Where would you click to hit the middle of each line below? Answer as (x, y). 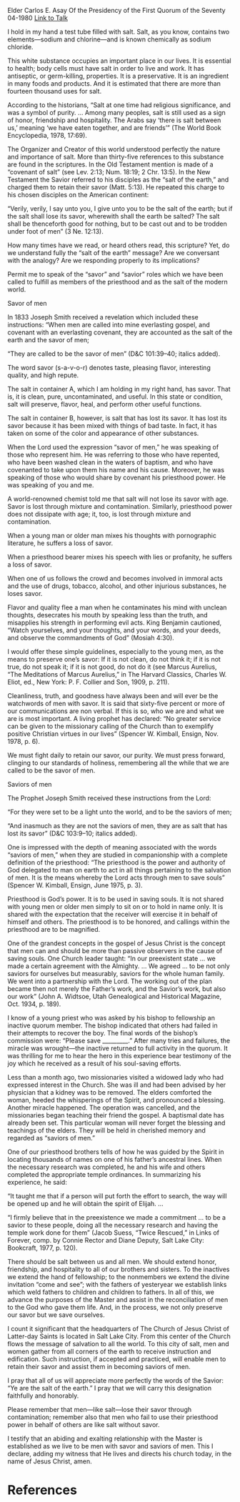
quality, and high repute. (43, 375)
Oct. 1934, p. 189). (34, 1004)
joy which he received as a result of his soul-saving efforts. (94, 1063)
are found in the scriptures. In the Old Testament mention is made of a (110, 164)
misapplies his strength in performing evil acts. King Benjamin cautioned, (115, 622)
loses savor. (25, 593)
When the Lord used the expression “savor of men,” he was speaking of (113, 447)
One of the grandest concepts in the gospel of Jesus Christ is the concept (116, 943)
